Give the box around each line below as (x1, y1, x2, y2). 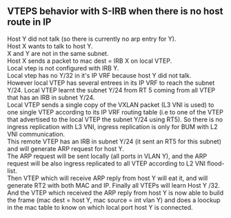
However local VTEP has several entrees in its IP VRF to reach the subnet (7, 79, 215, 87)
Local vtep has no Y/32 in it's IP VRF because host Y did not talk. (7, 71, 192, 79)
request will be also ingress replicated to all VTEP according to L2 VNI (7, 159, 205, 168)
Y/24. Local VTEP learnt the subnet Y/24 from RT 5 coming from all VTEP (7, 86, 216, 94)
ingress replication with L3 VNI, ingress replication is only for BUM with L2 (7, 122, 218, 130)
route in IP (7, 17, 52, 28)
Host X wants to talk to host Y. (7, 41, 93, 50)
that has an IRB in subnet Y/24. (7, 93, 95, 101)
